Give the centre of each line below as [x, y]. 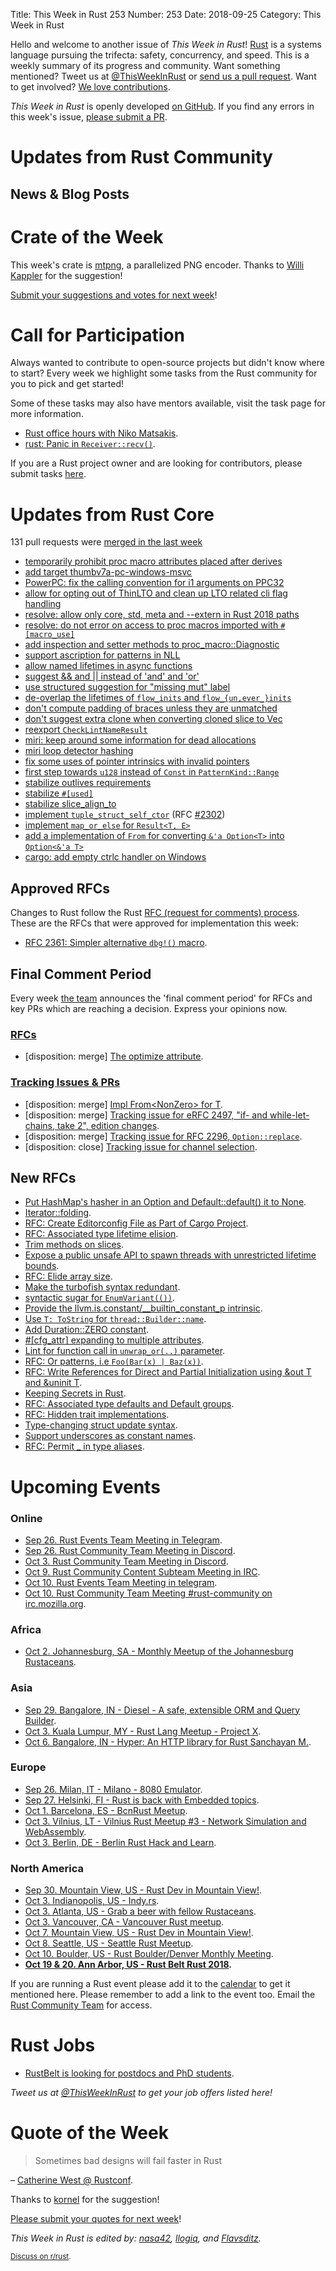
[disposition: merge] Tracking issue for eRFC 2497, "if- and [146, 1115]
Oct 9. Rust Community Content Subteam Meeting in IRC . [142, 1571]
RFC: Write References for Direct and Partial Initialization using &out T [168, 1372]
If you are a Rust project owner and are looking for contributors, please [156, 463]
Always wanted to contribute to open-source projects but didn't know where [167, 363]
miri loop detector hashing [79, 751]
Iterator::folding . [58, 1213]
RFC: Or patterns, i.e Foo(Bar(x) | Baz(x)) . [114, 1361]
